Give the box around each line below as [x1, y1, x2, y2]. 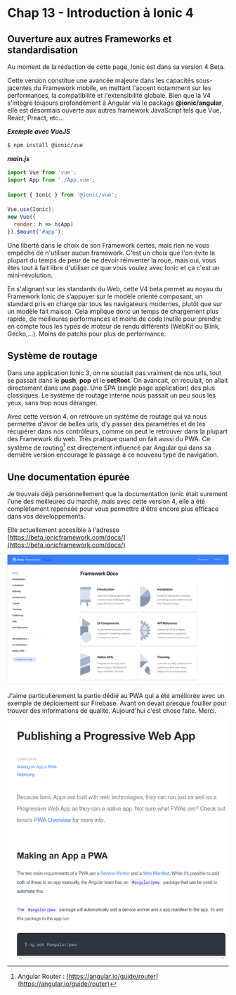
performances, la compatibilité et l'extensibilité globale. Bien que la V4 [7, 91, 211, 99]
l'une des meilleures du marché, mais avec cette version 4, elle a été [7, 497, 206, 506]
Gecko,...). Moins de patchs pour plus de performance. [7, 329, 166, 338]
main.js [7, 154, 30, 163]
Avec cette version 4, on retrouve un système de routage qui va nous [7, 412, 207, 420]
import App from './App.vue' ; [7, 176, 96, 184]
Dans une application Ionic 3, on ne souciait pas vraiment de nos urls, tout [7, 368, 222, 377]
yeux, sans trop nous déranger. [7, 398, 98, 407]
